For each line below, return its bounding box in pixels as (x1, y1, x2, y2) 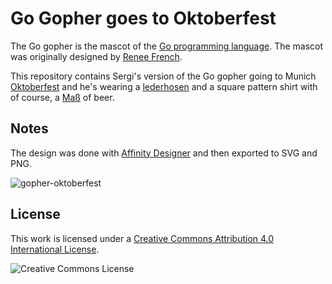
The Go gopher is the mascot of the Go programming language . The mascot (10, 40, 324, 52)
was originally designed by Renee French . (10, 50, 183, 62)
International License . (10, 243, 100, 255)
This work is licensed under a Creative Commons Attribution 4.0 (10, 232, 275, 244)
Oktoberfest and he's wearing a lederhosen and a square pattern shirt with (10, 80, 318, 92)
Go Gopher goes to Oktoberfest (10, 7, 277, 30)
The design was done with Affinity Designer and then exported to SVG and (10, 147, 318, 159)
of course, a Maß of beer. (10, 91, 115, 103)
